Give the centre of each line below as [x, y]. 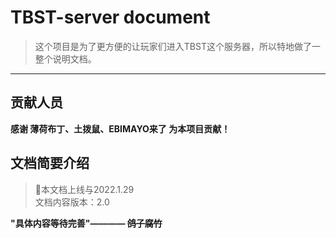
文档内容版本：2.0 [72, 202]
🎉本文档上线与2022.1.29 [84, 189]
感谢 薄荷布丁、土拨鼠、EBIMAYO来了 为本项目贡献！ [120, 128]
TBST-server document [110, 17]
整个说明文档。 [65, 58]
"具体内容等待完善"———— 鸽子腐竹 [86, 223]
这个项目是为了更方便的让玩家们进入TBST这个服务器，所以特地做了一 [177, 46]
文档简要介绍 [50, 163]
